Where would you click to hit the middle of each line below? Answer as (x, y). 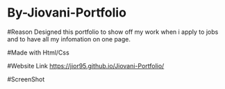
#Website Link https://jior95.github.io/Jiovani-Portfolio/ (86, 66)
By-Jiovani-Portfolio (67, 13)
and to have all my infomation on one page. (69, 39)
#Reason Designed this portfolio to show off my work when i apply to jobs (113, 32)
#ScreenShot (26, 79)
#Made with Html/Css (38, 52)
